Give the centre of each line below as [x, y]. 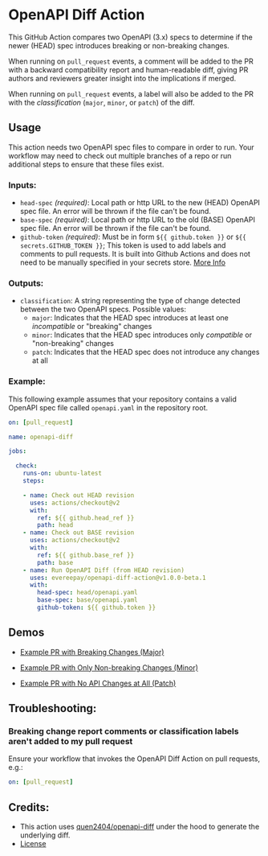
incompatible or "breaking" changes [92, 327]
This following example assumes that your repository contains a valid [122, 399]
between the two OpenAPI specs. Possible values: [103, 309]
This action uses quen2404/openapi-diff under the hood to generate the [140, 827]
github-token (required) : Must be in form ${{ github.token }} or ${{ [133, 237]
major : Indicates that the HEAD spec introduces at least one [130, 318]
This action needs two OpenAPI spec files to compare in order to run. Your [131, 147]
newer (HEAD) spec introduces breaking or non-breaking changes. [119, 45]
